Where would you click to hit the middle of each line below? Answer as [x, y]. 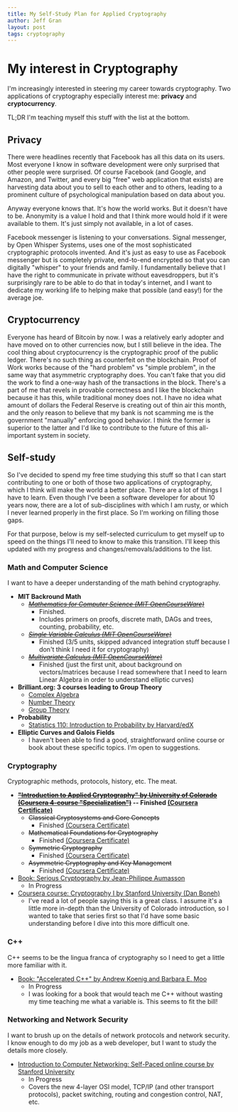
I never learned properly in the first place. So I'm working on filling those [113, 512]
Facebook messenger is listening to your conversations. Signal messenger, [117, 237]
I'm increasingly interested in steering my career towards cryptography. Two [119, 89]
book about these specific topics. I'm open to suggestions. [114, 747]
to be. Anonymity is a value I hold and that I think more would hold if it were [118, 216]
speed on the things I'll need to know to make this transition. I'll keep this [114, 541]
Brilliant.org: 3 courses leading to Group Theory [90, 687]
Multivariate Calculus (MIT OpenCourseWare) [95, 657]
